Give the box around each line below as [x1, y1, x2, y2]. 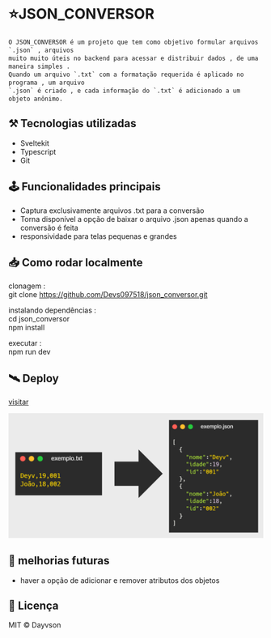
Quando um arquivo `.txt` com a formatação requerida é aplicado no [8, 70, 244, 79]
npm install [8, 323, 45, 333]
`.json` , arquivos [8, 46, 74, 54]
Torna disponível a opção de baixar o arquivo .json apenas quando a [19, 214, 248, 223]
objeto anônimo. [8, 95, 63, 103]
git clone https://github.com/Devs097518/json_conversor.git [8, 290, 208, 300]
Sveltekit [19, 138, 50, 148]
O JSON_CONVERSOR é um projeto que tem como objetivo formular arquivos [8, 38, 259, 46]
